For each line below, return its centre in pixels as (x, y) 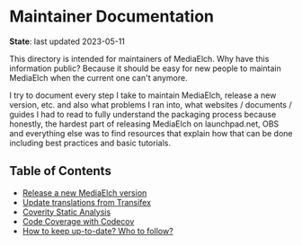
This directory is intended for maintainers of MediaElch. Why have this (139, 58)
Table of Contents (61, 171)
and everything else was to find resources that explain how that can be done (151, 133)
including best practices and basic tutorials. (90, 143)
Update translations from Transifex (86, 202)
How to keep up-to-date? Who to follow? (98, 231)
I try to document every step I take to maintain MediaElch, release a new (143, 95)
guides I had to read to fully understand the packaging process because (143, 114)
